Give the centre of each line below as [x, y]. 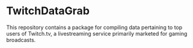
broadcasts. [21, 40]
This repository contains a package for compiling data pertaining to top [94, 27]
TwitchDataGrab [48, 11]
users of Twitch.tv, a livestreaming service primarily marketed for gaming [97, 33]
